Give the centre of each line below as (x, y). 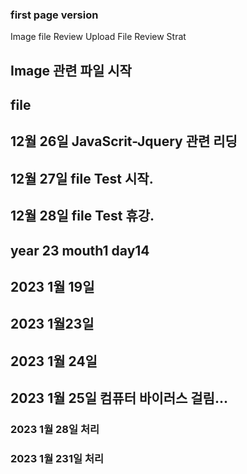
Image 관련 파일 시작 (71, 70)
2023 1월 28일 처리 (55, 430)
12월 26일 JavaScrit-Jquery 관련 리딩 (124, 141)
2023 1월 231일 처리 (57, 459)
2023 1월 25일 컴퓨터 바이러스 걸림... (119, 398)
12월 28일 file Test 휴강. (82, 216)
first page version (54, 15)
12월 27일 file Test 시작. (82, 178)
